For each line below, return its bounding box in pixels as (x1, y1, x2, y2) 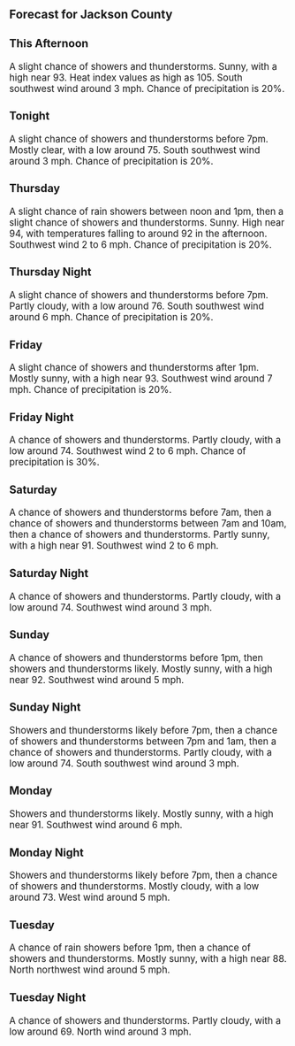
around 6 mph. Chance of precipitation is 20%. (9, 311, 214, 324)
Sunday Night (9, 700, 81, 715)
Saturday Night (9, 566, 89, 581)
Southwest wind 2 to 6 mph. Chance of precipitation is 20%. (9, 238, 272, 250)
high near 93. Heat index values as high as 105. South (9, 71, 243, 83)
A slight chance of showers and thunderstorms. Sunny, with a (9, 60, 278, 73)
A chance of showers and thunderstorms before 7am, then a (9, 506, 272, 519)
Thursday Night (9, 265, 92, 280)
